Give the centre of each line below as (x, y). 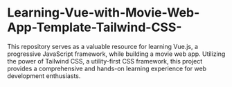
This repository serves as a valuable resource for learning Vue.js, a (103, 46)
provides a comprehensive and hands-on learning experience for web (107, 68)
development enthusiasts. (44, 76)
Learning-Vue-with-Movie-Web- (104, 13)
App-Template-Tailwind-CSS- (95, 27)
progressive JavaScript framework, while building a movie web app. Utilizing (116, 54)
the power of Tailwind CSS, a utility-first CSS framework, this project (105, 61)
